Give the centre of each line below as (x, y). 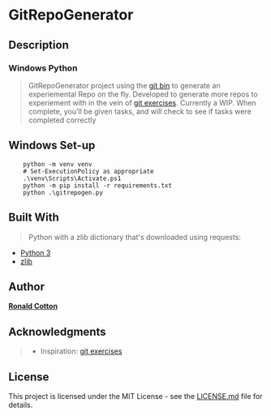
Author (26, 287)
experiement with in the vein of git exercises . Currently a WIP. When (142, 102)
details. (21, 405)
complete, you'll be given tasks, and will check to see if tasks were (140, 111)
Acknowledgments (58, 331)
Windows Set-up (52, 146)
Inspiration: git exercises (81, 351)
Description (39, 45)
